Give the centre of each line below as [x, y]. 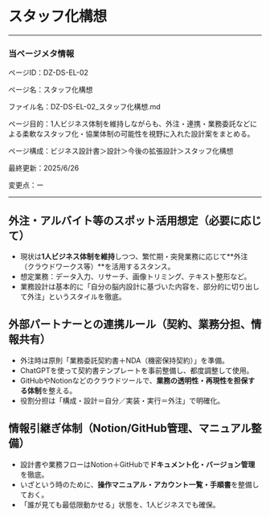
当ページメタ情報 [41, 53]
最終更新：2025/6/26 [44, 168]
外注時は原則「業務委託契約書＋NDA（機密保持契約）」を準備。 [124, 360]
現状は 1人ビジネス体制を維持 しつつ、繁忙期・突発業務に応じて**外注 [134, 256]
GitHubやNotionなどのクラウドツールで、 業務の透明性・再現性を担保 [134, 380]
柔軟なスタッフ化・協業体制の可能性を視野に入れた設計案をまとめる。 [138, 134]
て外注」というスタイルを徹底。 [73, 297]
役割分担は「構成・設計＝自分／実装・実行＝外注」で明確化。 [122, 400]
